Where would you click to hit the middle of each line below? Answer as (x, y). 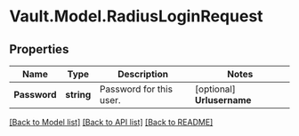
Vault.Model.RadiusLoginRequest (137, 16)
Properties (39, 49)
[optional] (215, 89)
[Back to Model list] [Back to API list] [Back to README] (111, 122)
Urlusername (223, 100)
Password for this (136, 89)
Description (143, 74)
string (78, 95)
